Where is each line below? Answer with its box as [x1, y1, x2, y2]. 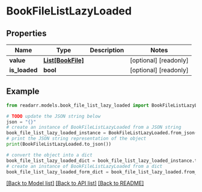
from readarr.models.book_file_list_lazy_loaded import [6, 102, 149, 108]
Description [90, 46, 124, 54]
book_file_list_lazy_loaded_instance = [6, 130, 106, 136]
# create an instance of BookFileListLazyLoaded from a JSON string [6, 125, 182, 131]
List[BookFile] [43, 56, 84, 64]
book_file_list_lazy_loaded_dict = [6, 158, 96, 164]
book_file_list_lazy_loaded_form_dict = [6, 169, 109, 175]
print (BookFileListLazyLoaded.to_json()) [6, 141, 112, 147]
